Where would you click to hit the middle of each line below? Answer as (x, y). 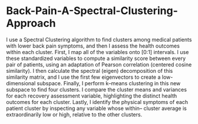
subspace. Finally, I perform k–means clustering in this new (109, 83)
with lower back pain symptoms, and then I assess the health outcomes (93, 46)
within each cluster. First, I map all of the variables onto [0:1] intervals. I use (98, 52)
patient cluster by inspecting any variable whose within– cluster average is (96, 108)
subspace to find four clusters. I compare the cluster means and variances (97, 89)
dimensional (21, 83)
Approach (31, 23)
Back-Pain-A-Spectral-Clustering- (92, 11)
